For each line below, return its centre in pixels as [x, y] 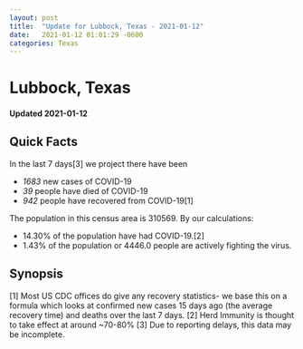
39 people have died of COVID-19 [85, 190]
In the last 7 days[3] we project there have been [99, 163]
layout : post [34, 18]
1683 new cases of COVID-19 [77, 181]
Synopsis [36, 274]
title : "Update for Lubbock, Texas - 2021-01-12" [107, 26]
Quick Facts [44, 142]
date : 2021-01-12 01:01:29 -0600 [76, 34]
